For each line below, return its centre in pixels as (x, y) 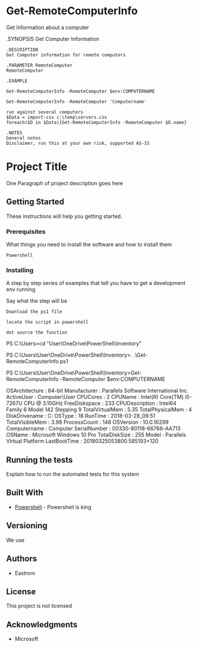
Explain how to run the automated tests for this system (73, 474)
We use (15, 540)
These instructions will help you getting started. (64, 216)
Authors (22, 559)
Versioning (27, 526)
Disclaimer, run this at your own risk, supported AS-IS (78, 143)
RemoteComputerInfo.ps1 (37, 361)
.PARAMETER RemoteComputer (39, 65)
